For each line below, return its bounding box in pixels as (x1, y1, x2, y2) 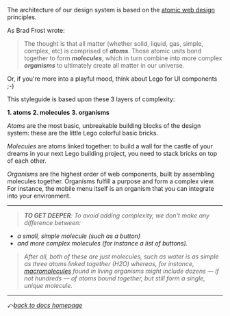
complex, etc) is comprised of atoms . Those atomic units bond (23, 47, 202, 55)
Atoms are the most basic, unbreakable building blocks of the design (7, 122, 201, 129)
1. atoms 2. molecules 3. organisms (7, 109, 110, 116)
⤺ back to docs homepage (7, 301, 83, 309)
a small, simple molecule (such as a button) (16, 232, 141, 240)
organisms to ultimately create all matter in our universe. (23, 62, 185, 69)
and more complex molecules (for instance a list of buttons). (16, 239, 188, 247)
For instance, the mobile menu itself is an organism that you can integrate (7, 185, 214, 192)
